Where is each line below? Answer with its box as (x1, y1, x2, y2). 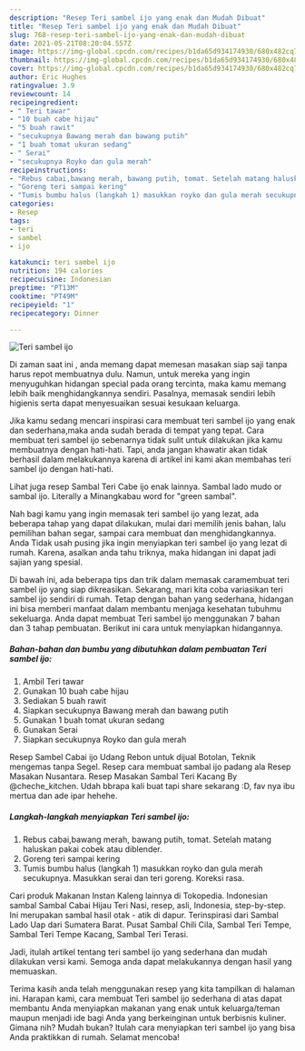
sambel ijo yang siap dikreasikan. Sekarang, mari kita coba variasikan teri (9, 584, 283, 596)
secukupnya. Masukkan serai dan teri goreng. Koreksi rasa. (22, 873, 245, 884)
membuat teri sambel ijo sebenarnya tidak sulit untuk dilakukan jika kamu (9, 435, 283, 445)
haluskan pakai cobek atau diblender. (22, 844, 163, 855)
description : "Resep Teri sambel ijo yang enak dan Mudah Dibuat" (9, 13, 266, 23)
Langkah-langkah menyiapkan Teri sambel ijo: (9, 811, 191, 822)
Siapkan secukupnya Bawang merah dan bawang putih (22, 706, 229, 716)
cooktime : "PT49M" (9, 292, 79, 301)
